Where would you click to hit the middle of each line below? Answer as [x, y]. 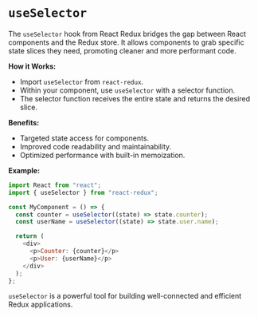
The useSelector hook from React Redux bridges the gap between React [127, 34]
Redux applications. [41, 304]
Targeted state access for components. [84, 138]
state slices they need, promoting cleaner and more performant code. [122, 50]
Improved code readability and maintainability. [96, 146]
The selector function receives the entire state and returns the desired [135, 98]
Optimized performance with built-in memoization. [102, 155]
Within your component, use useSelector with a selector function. [127, 90]
